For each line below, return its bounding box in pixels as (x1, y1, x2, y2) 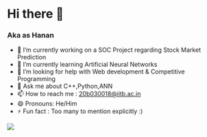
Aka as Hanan (7, 31, 55, 40)
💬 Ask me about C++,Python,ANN (16, 82, 113, 91)
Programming (16, 75, 56, 83)
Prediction (16, 53, 47, 61)
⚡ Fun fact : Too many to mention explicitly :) (16, 107, 143, 115)
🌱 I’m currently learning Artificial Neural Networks (16, 61, 158, 69)
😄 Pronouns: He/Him (16, 100, 77, 108)
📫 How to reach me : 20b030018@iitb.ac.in (16, 90, 141, 98)
